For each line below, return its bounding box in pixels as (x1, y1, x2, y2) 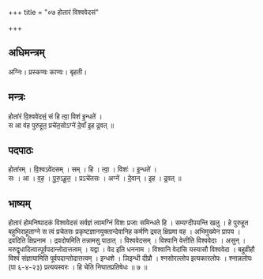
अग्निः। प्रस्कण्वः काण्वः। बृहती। (8, 67, 88, 77)
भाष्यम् (8, 197, 31, 210)
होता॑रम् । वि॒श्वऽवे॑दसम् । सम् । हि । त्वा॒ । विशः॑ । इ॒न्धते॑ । (8, 164, 157, 174)
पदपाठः (8, 144, 34, 157)
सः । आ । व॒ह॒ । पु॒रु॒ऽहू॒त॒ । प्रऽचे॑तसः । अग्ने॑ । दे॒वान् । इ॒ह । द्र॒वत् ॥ (8, 174, 182, 183)
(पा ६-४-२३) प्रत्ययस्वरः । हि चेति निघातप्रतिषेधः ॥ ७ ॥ (8, 262, 148, 272)
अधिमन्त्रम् (8, 46, 45, 59)
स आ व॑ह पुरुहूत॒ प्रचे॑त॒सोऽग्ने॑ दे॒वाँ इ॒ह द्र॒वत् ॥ (8, 120, 115, 130)
